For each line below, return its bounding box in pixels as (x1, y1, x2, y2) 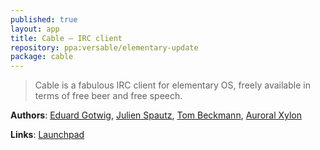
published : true (10, 14, 78, 25)
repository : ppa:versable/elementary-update (10, 42, 199, 53)
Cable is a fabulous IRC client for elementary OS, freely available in (34, 79, 311, 91)
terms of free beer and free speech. (34, 90, 183, 102)
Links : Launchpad (10, 129, 85, 141)
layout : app (10, 24, 60, 34)
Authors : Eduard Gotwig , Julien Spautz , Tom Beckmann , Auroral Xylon (10, 109, 303, 121)
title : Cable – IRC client (10, 33, 123, 43)
